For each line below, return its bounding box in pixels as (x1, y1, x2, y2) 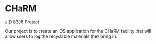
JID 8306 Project (5, 19, 39, 25)
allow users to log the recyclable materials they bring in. (5, 33, 117, 39)
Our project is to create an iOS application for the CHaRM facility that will (5, 28, 151, 34)
